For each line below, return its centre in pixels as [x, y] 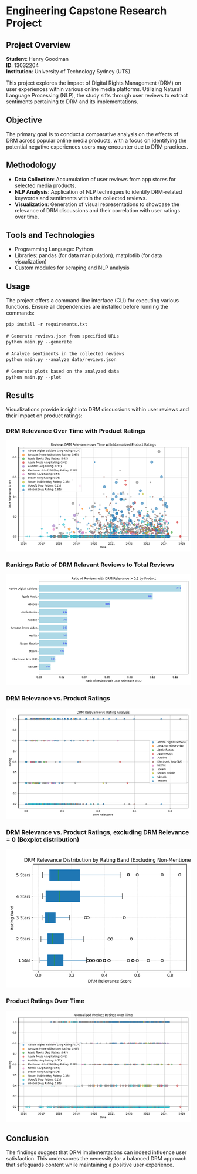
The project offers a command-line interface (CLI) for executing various [93, 301]
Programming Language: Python [54, 249]
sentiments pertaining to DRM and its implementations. [72, 102]
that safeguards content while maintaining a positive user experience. [90, 1165]
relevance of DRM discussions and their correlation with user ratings [97, 210]
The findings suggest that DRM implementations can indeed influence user [96, 1152]
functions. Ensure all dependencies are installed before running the [87, 307]
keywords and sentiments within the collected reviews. [81, 198]
